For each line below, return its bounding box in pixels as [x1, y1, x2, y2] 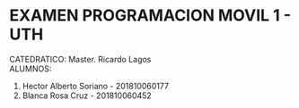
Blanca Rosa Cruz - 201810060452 [22, 90, 153, 101]
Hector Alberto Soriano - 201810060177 [22, 80, 169, 91]
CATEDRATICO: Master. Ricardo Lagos [9, 54, 152, 64]
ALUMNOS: [9, 63, 52, 74]
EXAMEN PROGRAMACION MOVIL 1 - [9, 5, 292, 26]
